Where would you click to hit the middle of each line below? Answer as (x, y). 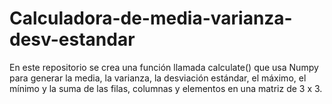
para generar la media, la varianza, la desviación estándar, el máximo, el (158, 78)
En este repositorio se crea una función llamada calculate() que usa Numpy (164, 67)
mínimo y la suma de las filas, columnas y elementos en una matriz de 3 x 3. (166, 88)
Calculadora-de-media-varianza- (151, 18)
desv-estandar (72, 39)
